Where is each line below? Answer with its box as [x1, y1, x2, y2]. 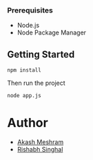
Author [7, 115, 48, 131]
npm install [7, 67, 41, 74]
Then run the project [7, 79, 65, 88]
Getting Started [7, 48, 75, 60]
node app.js [7, 92, 41, 99]
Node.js [17, 21, 40, 30]
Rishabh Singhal [17, 146, 63, 154]
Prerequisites [7, 6, 53, 15]
